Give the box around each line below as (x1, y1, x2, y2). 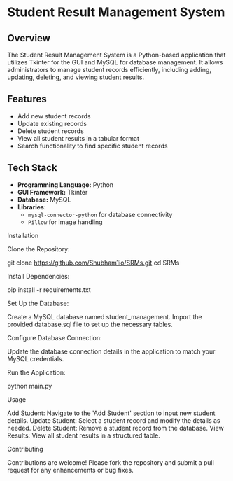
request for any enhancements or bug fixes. (7, 466, 134, 474)
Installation (7, 231, 39, 239)
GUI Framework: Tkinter (17, 188, 88, 196)
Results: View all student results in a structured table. (7, 431, 161, 440)
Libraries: (17, 202, 47, 211)
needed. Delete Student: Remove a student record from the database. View (7, 424, 224, 432)
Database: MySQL (17, 195, 71, 204)
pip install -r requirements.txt (7, 285, 91, 294)
